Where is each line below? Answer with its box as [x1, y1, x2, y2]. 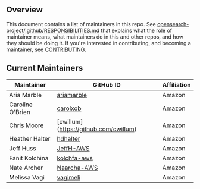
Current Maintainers [6, 63, 83, 73]
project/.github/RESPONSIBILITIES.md [6, 27, 100, 34]
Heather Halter [9, 134, 51, 143]
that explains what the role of [101, 27, 173, 34]
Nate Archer [9, 163, 43, 172]
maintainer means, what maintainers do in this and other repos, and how [6, 33, 183, 40]
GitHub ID [92, 80, 121, 89]
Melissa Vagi [9, 173, 45, 181]
